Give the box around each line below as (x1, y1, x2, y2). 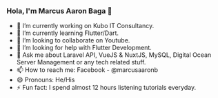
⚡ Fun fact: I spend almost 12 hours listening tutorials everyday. (16, 84, 197, 92)
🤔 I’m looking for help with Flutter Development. (16, 44, 152, 52)
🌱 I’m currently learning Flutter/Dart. (16, 29, 119, 37)
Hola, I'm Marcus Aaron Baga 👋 (6, 6, 112, 16)
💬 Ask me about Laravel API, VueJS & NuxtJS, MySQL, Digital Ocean (16, 51, 212, 59)
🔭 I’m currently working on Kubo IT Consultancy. (16, 22, 155, 30)
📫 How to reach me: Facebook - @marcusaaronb (16, 66, 158, 74)
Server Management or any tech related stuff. (16, 58, 146, 66)
